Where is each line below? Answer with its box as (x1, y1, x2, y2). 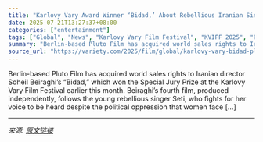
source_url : (8, 48, 47, 55)
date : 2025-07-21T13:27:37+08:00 (8, 19, 117, 27)
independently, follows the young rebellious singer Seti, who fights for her (8, 94, 247, 103)
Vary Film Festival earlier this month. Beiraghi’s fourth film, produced (8, 86, 229, 94)
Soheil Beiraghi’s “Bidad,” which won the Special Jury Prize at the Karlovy (8, 77, 246, 87)
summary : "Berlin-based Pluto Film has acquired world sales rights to (8, 41, 247, 48)
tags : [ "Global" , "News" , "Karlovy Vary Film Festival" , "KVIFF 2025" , (8, 33, 247, 41)
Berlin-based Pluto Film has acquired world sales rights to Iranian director (8, 69, 246, 78)
